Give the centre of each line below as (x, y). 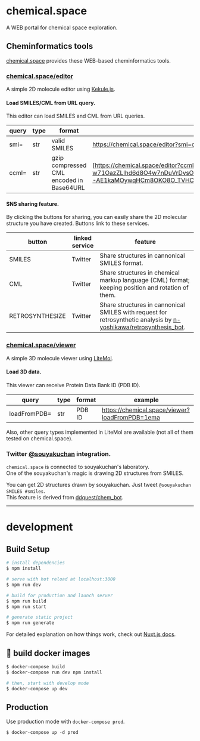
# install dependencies (36, 563)
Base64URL (68, 188)
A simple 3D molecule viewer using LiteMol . (60, 358)
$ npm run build (26, 601)
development (40, 527)
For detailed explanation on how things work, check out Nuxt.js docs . (91, 634)
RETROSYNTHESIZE (38, 316)
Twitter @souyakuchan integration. (59, 453)
